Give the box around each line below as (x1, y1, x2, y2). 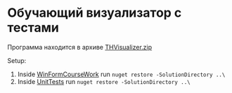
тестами (7, 20, 60, 36)
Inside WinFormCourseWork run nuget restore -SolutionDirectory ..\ (17, 70, 226, 78)
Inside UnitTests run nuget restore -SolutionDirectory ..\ (17, 77, 191, 85)
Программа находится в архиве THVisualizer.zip (7, 43, 153, 51)
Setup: (7, 56, 27, 64)
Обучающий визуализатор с (7, 5, 182, 21)
